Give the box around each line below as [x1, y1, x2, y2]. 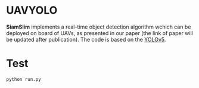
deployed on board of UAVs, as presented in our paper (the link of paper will [6, 29, 194, 36]
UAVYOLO [6, 4, 58, 17]
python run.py [6, 76, 42, 82]
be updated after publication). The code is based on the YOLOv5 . [6, 36, 166, 43]
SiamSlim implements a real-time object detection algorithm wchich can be [6, 23, 191, 30]
